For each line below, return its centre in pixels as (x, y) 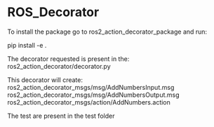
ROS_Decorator (53, 12)
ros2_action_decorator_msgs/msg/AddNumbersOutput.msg (94, 95)
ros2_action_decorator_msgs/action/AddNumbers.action (89, 102)
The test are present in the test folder (61, 116)
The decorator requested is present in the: (68, 59)
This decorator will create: (45, 80)
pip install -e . (27, 45)
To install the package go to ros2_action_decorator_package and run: (107, 32)
